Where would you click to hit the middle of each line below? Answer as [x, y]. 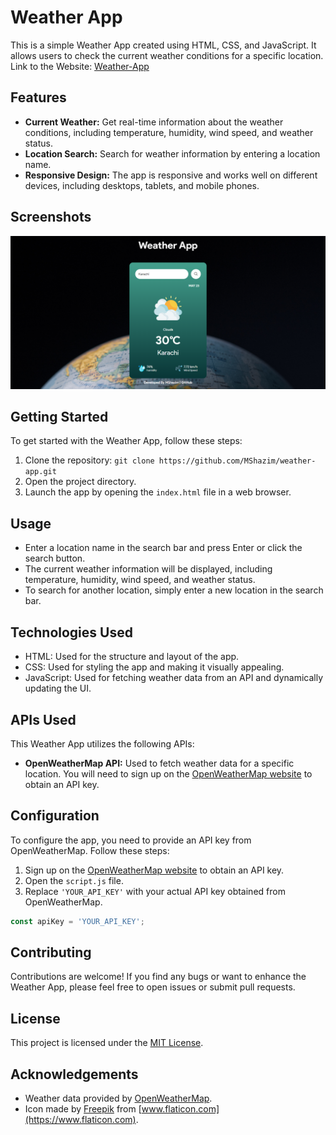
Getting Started [59, 417]
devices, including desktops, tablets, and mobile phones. [142, 185]
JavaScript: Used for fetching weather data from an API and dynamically [174, 678]
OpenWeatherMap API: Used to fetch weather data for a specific [159, 763]
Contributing [51, 952]
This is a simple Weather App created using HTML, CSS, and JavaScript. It [163, 45]
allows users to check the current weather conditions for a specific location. [167, 55]
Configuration [55, 816]
